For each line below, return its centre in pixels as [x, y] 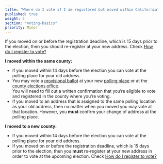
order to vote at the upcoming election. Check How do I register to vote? [84, 156]
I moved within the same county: [39, 61]
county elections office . [36, 86]
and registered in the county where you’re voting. [61, 96]
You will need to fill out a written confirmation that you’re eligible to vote [84, 91]
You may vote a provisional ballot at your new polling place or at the [80, 81]
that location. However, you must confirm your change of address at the [84, 112]
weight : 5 [15, 18]
